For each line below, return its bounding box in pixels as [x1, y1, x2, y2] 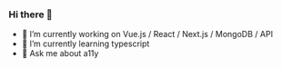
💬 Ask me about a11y [21, 48, 99, 59]
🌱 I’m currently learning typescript [21, 38, 150, 49]
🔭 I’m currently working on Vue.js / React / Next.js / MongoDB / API [21, 29, 274, 40]
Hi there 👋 [8, 8, 54, 21]
